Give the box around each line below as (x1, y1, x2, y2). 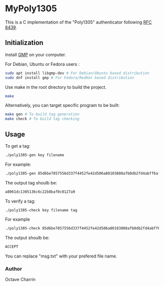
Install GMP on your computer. (5, 52, 66, 57)
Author (5, 265, 22, 272)
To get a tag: (5, 143, 31, 149)
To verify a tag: (5, 198, 36, 204)
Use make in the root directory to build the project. (5, 84, 106, 90)
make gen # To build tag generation (5, 112, 80, 117)
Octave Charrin (5, 277, 36, 283)
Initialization (5, 39, 44, 47)
